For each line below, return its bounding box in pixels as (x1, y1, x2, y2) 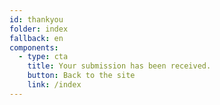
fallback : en (9, 33, 64, 43)
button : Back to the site (27, 71, 136, 81)
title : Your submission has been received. (27, 61, 212, 71)
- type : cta (18, 52, 69, 62)
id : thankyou (9, 14, 64, 25)
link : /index (27, 80, 82, 90)
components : (9, 42, 59, 53)
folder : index (9, 24, 69, 34)
